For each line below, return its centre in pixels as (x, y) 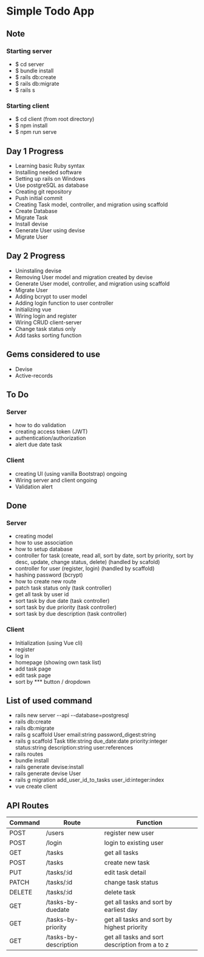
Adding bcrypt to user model (51, 296)
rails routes (29, 754)
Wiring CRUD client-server (48, 322)
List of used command (49, 701)
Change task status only (45, 329)
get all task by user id (42, 594)
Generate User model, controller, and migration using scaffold (92, 284)
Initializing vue (33, 309)
